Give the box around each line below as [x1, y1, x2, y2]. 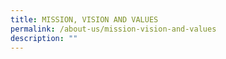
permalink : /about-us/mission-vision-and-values [10, 24, 217, 34]
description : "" [10, 33, 78, 43]
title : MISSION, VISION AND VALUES [10, 14, 159, 25]
